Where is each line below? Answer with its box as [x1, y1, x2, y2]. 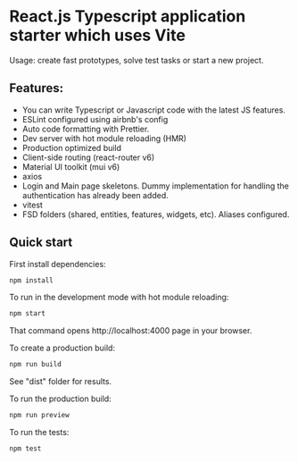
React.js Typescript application [9, 6, 246, 27]
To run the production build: [9, 393, 112, 404]
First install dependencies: [9, 258, 106, 269]
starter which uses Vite [9, 25, 186, 46]
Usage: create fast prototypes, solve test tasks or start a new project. [9, 55, 264, 65]
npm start [9, 309, 46, 318]
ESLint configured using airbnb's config [21, 113, 169, 124]
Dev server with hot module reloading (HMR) [21, 132, 187, 144]
